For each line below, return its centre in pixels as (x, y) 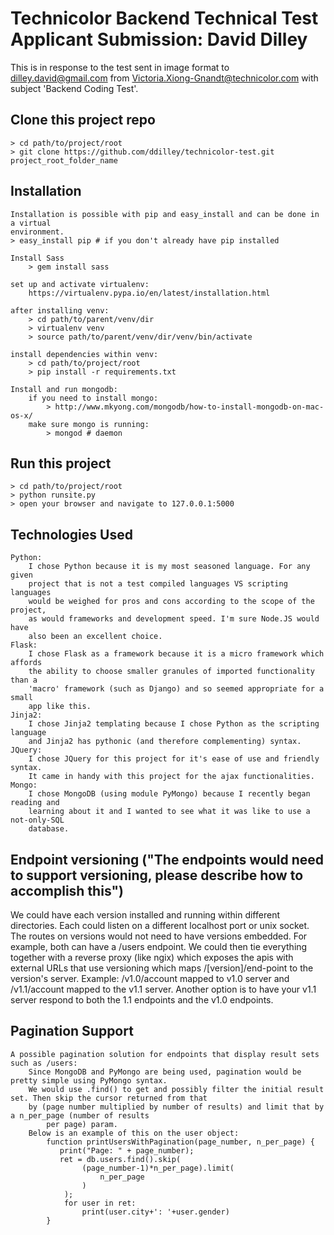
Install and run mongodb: (64, 389)
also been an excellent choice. (95, 637)
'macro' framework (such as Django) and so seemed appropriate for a (176, 689)
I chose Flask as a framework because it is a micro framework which (176, 654)
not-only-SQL (37, 820)
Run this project (61, 463)
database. (49, 829)
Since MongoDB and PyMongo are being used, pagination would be (165, 1072)
